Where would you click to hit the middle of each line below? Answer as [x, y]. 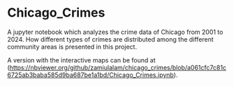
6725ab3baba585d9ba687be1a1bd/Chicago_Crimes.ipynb [91, 75]
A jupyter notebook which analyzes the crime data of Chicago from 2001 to [115, 32]
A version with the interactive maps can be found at [81, 60]
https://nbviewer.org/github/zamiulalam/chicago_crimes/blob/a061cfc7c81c [118, 67]
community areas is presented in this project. [72, 46]
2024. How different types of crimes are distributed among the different [111, 39]
